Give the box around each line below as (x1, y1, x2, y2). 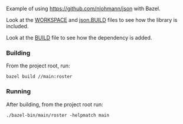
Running (6, 87, 31, 96)
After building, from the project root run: (6, 100, 103, 108)
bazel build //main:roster (6, 74, 73, 80)
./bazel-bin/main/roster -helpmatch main (6, 112, 110, 118)
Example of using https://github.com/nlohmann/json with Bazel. (6, 5, 161, 12)
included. (6, 23, 29, 30)
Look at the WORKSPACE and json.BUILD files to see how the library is (6, 17, 178, 23)
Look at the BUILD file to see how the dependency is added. (6, 34, 152, 41)
